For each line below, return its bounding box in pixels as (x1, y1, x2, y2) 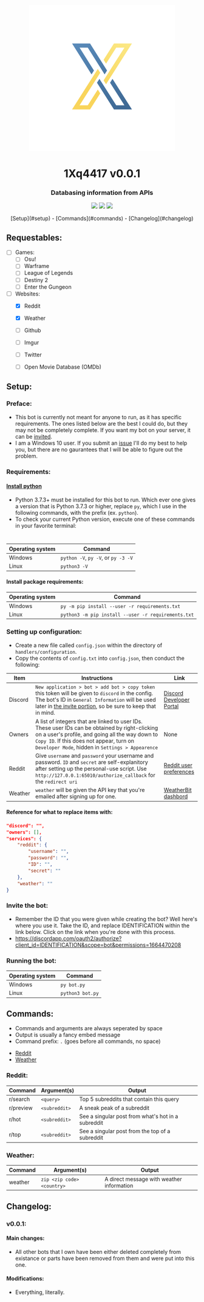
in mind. (35, 709, 56, 716)
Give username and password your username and (35, 752, 154, 759)
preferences (163, 768, 194, 776)
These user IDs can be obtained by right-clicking (35, 724, 158, 731)
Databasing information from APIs (50, 188, 154, 197)
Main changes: (6, 1234, 45, 1242)
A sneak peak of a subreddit (79, 1104, 150, 1111)
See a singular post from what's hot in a (79, 1113, 178, 1120)
